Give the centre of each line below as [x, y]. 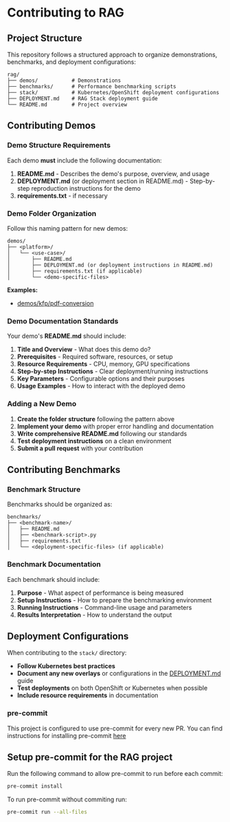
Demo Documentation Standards [63, 321]
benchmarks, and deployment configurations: [71, 62]
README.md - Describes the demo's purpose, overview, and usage [113, 173]
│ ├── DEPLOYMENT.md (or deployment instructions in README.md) [110, 265]
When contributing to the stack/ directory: [67, 653]
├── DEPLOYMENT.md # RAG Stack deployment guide [82, 98]
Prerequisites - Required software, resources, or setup [95, 357]
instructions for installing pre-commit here [67, 735]
